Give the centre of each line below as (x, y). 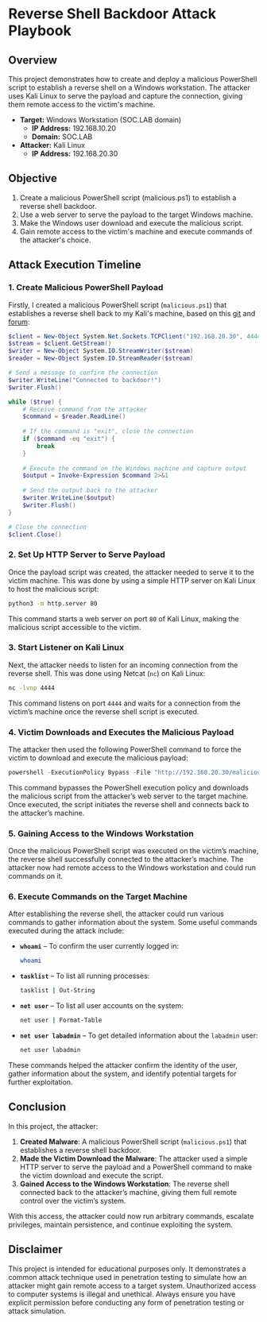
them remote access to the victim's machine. (82, 104)
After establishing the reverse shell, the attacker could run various (116, 914)
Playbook (40, 31)
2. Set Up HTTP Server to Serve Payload (87, 555)
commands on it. (36, 876)
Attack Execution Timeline (75, 265)
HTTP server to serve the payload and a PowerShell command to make (136, 1167)
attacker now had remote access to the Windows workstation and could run (132, 868)
